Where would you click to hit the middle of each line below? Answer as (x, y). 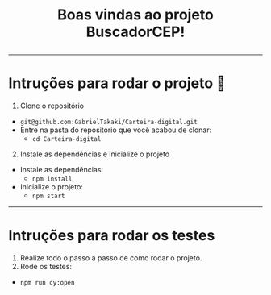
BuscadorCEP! (135, 32)
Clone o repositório (52, 106)
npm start (49, 196)
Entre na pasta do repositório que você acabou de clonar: (116, 130)
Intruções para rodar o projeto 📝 (117, 83)
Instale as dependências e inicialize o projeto (95, 154)
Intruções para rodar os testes (112, 236)
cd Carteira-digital (67, 139)
